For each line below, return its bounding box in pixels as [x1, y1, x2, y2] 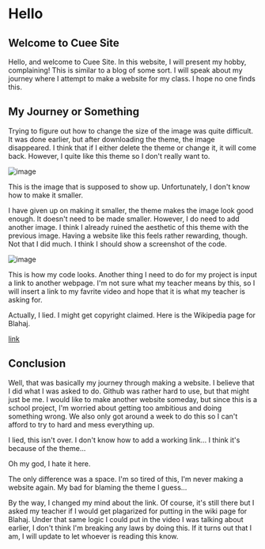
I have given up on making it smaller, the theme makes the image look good [8, 205, 254, 215]
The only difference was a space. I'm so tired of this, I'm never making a [8, 474, 244, 483]
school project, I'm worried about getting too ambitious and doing [8, 403, 222, 412]
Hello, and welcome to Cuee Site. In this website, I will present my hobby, [8, 57, 247, 66]
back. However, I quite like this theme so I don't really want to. [8, 151, 210, 160]
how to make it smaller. [8, 190, 83, 200]
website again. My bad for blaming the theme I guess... [8, 483, 187, 492]
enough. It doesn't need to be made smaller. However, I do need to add [8, 214, 240, 224]
